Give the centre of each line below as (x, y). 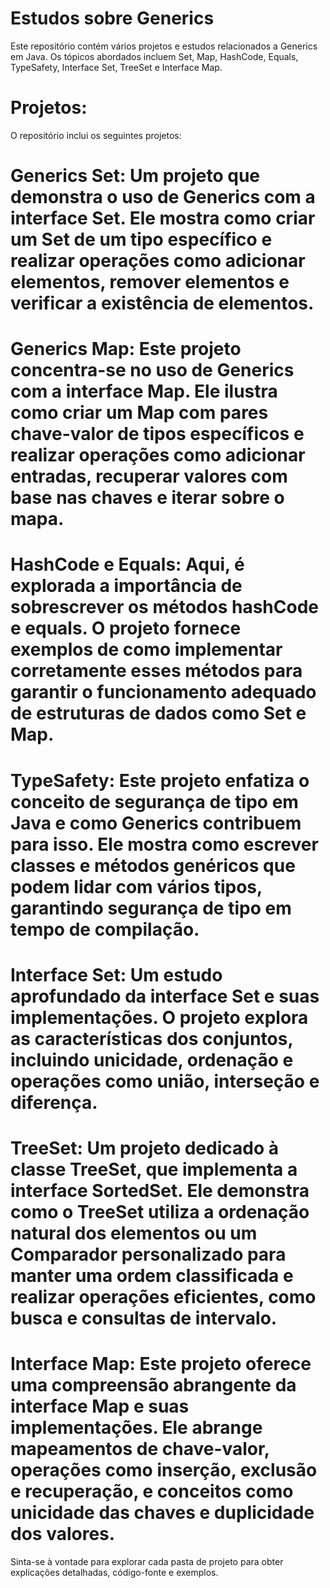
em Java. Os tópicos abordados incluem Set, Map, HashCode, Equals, (154, 56)
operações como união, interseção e (165, 1081)
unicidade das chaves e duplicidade (162, 1513)
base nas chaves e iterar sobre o (147, 498)
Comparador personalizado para (148, 1254)
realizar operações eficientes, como (163, 1297)
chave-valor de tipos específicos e (157, 434)
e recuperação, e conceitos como (152, 1491)
